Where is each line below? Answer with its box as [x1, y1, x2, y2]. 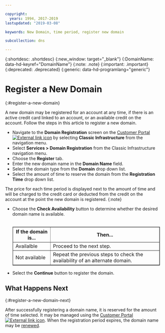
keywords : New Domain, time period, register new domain [5, 29, 124, 34]
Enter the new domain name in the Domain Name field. [12, 161, 124, 167]
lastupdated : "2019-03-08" [5, 21, 60, 26]
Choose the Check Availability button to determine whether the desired [12, 206, 158, 212]
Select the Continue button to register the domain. [12, 270, 114, 276]
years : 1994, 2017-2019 [9, 16, 58, 21]
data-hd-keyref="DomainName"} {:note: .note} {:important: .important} [5, 61, 149, 67]
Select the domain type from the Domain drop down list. [12, 166, 126, 172]
